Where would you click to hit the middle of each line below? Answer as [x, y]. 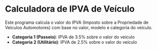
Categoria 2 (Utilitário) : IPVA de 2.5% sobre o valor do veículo [74, 42]
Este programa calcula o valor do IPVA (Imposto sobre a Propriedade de [77, 22]
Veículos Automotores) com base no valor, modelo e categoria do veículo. [79, 27]
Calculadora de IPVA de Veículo [70, 9]
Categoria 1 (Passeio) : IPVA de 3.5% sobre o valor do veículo [73, 37]
